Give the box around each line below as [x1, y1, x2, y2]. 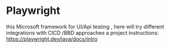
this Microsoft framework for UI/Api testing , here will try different [6, 23, 165, 30]
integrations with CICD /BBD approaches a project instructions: [6, 29, 159, 36]
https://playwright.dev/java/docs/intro [6, 35, 98, 42]
